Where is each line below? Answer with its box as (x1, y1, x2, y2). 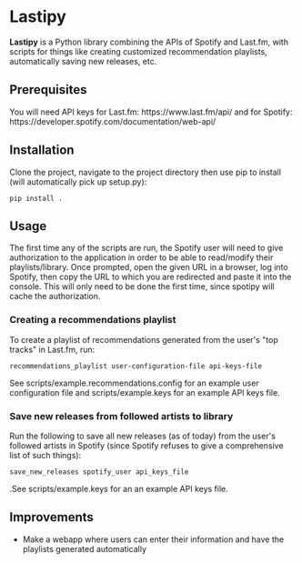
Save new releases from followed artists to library (9, 409, 234, 422)
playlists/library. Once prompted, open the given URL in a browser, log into (9, 262, 288, 273)
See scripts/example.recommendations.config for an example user (9, 377, 259, 388)
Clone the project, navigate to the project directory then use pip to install (9, 166, 282, 177)
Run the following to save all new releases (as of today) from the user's (9, 430, 276, 441)
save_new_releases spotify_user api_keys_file (9, 467, 189, 477)
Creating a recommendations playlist (9, 314, 176, 327)
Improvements (9, 509, 94, 525)
